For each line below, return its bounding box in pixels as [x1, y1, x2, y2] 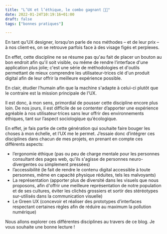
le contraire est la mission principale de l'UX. [5, 90, 97, 96]
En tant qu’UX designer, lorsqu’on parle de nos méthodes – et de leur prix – [5, 39, 160, 45]
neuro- [129, 156, 144, 162]
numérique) [12, 209, 36, 215]
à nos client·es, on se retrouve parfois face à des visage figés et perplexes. [5, 44, 160, 50]
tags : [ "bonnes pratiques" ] [5, 21, 64, 26]
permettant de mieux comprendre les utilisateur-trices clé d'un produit [5, 70, 150, 76]
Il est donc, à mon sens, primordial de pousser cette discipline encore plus [5, 100, 158, 106]
